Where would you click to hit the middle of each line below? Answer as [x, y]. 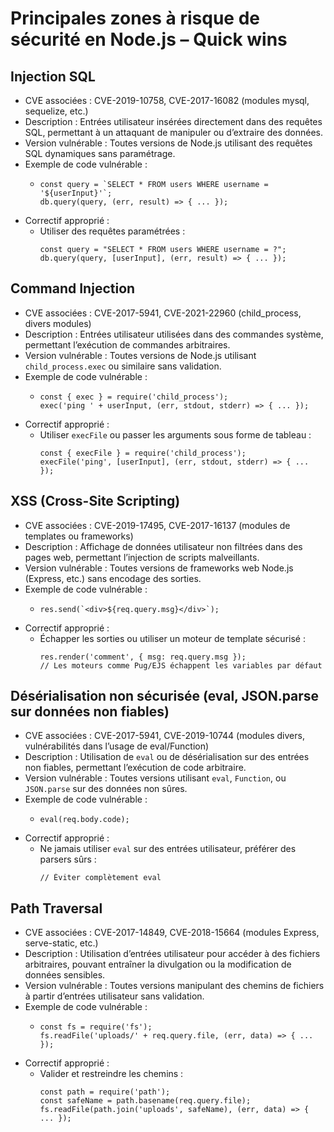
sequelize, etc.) [56, 111]
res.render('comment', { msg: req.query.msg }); [143, 657]
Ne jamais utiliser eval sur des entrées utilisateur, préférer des [168, 849]
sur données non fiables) [90, 712]
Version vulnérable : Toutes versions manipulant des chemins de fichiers [174, 986]
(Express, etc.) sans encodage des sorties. [113, 578]
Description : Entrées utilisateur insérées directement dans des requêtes [173, 121]
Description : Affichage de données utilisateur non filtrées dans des [163, 546]
